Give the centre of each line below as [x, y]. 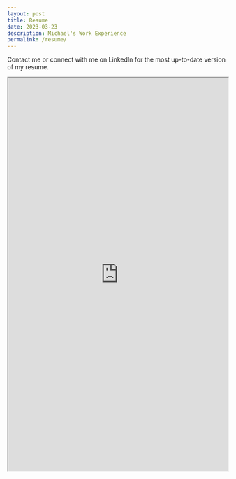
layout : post [26, 14]
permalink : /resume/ [37, 40]
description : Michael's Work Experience [67, 33]
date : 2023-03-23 [32, 27]
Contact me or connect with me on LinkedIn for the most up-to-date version [116, 59]
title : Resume [28, 20]
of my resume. [28, 67]
